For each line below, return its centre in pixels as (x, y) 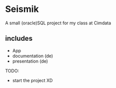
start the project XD (33, 80)
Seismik (22, 9)
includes (19, 39)
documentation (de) (33, 56)
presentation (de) (30, 61)
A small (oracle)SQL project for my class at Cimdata (58, 23)
